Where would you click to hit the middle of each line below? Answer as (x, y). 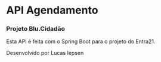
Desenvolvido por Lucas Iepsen (45, 53)
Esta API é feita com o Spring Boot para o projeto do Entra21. (81, 41)
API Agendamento (52, 10)
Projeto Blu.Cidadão (36, 29)
